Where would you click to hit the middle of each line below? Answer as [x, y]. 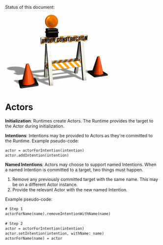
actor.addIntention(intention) [37, 155]
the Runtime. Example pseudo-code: [42, 141]
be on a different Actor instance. [45, 184]
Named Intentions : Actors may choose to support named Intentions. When [81, 164]
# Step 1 [14, 209]
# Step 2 [14, 223]
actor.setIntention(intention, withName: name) [55, 233]
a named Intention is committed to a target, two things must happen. [74, 170]
